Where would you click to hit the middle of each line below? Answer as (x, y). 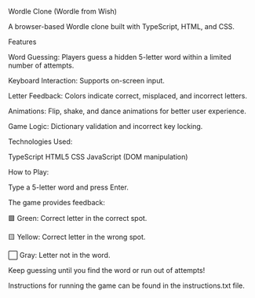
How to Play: (29, 172)
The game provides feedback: (57, 202)
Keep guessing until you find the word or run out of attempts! (107, 270)
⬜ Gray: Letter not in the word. (59, 255)
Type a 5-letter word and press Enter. (69, 187)
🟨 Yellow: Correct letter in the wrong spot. (77, 237)
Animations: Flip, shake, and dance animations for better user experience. (127, 111)
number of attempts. (41, 65)
